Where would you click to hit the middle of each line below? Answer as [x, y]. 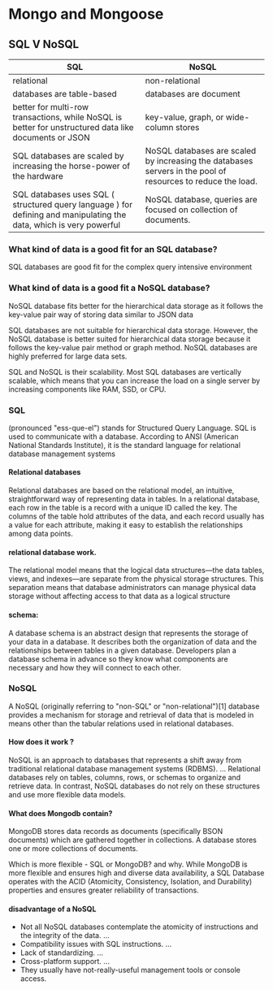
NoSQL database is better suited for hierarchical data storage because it [130, 339]
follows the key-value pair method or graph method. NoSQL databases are [133, 347]
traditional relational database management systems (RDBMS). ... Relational [135, 769]
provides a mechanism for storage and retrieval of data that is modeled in [131, 714]
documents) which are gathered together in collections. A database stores [133, 840]
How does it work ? [41, 742]
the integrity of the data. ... [65, 936]
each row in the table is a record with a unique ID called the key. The [123, 508]
